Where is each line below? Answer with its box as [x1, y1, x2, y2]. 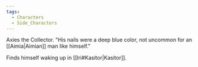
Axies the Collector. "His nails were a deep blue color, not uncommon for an [6, 36, 193, 44]
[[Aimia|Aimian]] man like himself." [6, 42, 91, 50]
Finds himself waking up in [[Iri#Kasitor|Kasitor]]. [6, 54, 127, 62]
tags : [6, 8, 20, 15]
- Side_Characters [11, 20, 58, 26]
